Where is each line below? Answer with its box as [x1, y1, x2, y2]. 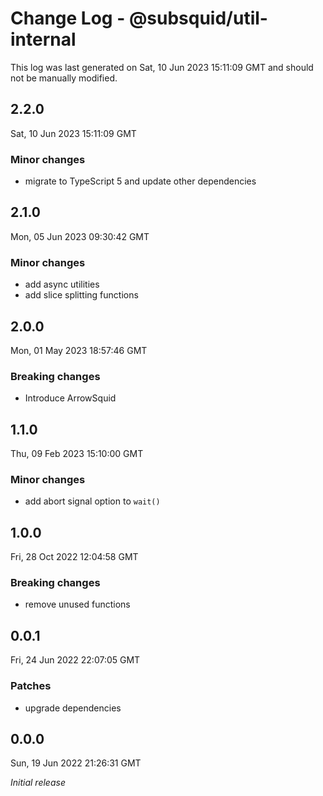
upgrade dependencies [24, 702, 122, 714]
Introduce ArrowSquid [24, 392, 117, 404]
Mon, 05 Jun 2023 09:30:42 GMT [10, 230, 150, 242]
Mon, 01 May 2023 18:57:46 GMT [10, 344, 148, 356]
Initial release [10, 777, 66, 789]
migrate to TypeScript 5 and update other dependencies [24, 175, 257, 187]
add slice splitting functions [24, 289, 139, 301]
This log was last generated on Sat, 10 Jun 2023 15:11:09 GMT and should [10, 61, 314, 73]
